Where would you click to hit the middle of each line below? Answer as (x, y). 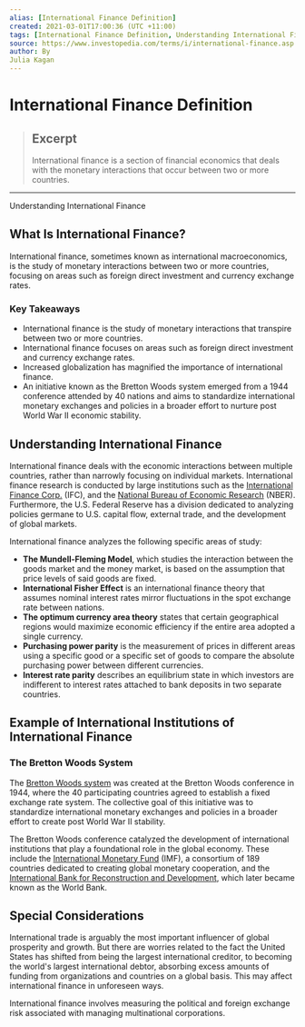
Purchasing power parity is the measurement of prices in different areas (159, 645)
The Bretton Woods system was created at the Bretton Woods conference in (152, 783)
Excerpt (54, 139)
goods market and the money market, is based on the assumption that (154, 568)
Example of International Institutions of (122, 723)
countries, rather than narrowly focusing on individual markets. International (151, 475)
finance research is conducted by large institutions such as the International (151, 485)
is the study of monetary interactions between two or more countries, (139, 265)
